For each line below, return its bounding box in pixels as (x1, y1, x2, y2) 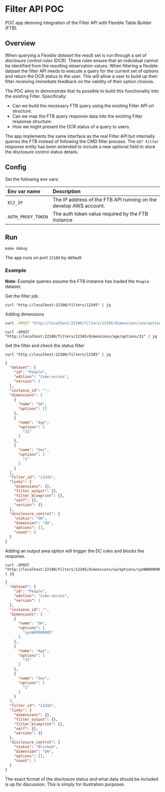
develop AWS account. (52, 202, 106, 209)
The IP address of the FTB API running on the (52, 196, 157, 203)
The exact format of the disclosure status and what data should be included (5, 776, 159, 782)
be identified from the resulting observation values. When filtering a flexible (5, 62, 158, 68)
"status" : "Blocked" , (14, 744, 58, 750)
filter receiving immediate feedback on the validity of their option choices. (5, 78, 155, 84)
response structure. (12, 118, 53, 124)
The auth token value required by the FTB (52, 210, 148, 217)
